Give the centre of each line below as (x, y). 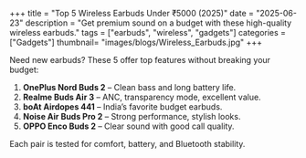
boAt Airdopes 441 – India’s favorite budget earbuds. (122, 107)
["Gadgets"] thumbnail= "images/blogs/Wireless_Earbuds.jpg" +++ (136, 42)
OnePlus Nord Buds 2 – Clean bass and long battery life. (129, 87)
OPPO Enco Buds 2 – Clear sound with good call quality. (128, 126)
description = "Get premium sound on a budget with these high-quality (158, 23)
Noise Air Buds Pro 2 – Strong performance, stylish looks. (132, 116)
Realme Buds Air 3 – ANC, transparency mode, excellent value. (142, 97)
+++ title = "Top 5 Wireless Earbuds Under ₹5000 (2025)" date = (132, 13)
